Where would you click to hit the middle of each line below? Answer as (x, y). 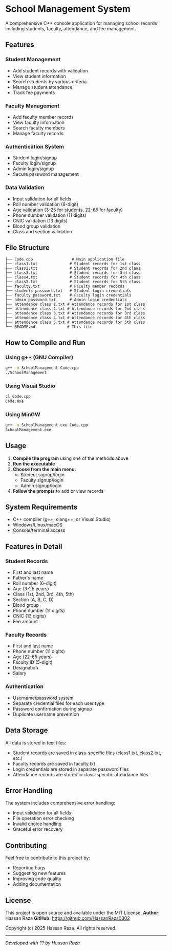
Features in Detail (34, 546)
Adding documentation (37, 884)
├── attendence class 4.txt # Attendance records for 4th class (75, 318)
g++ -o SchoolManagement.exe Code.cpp (47, 425)
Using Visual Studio (30, 386)
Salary (19, 673)
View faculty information (39, 122)
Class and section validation (42, 231)
